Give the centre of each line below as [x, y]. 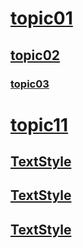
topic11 [39, 124]
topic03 [30, 84]
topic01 [41, 18]
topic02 [35, 55]
